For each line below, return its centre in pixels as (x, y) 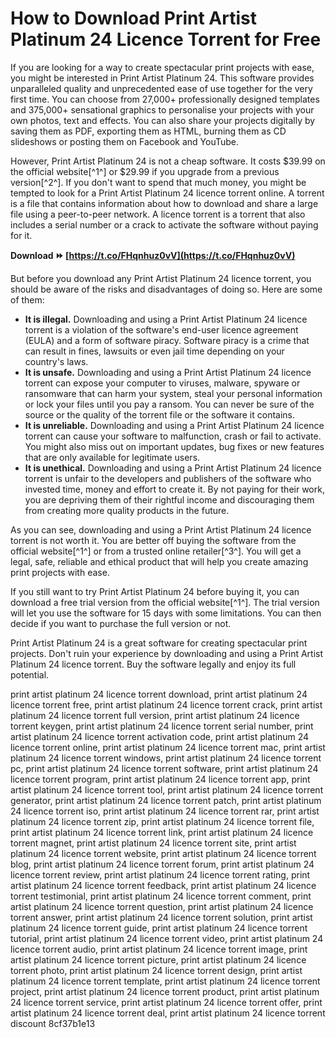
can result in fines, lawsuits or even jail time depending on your (154, 351)
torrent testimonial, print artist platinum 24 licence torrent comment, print (161, 896)
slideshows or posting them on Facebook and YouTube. (125, 141)
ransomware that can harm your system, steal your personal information (173, 393)
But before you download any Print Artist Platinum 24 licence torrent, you (161, 278)
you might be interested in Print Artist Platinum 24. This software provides (162, 78)
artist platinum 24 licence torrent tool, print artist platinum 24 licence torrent (167, 789)
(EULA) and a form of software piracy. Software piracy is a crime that (167, 340)
